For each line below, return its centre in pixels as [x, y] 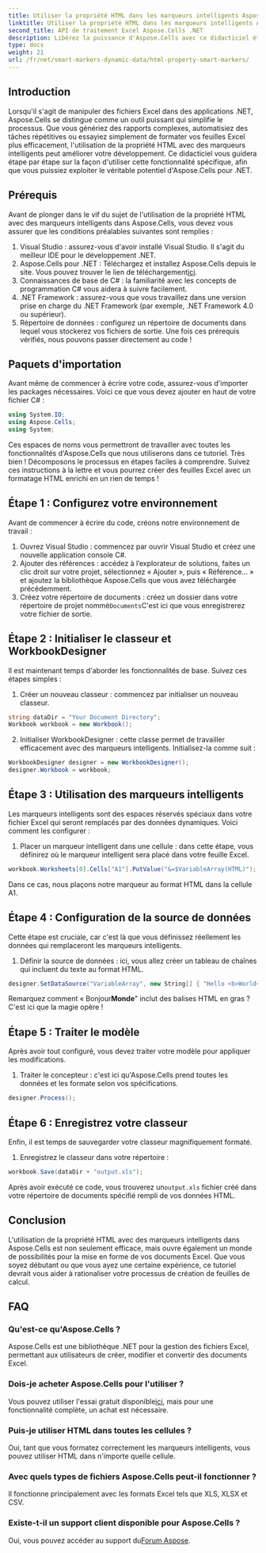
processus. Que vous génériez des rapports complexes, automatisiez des [128, 128]
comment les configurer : [49, 830]
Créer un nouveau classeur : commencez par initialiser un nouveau [129, 694]
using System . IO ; [37, 415]
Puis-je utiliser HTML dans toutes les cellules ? [100, 1430]
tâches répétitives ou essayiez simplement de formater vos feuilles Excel [127, 137]
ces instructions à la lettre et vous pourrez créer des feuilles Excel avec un [129, 470]
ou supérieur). [43, 314]
